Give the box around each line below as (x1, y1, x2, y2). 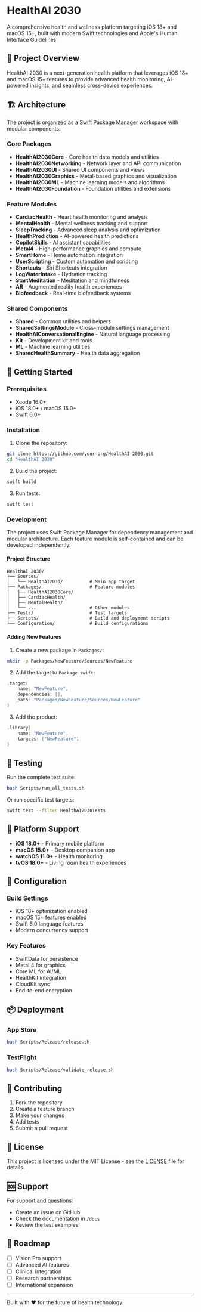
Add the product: (15, 713, 57, 720)
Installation (7, 426, 41, 434)
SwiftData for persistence (15, 955, 78, 962)
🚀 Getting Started (7, 367, 73, 377)
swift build (7, 479, 36, 485)
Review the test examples (15, 1221, 79, 1229)
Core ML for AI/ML (15, 967, 61, 975)
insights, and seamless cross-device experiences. (29, 82, 153, 89)
